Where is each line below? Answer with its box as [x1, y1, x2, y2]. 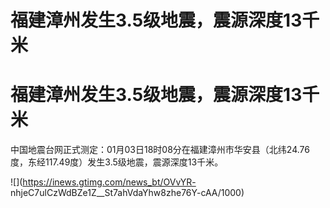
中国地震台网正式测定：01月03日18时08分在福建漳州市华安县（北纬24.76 [10, 144, 310, 156]
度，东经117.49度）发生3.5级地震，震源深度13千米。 [10, 156, 224, 168]
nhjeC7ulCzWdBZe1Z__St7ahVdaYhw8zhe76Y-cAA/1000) [10, 187, 245, 199]
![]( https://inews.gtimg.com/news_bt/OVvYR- [10, 176, 197, 188]
